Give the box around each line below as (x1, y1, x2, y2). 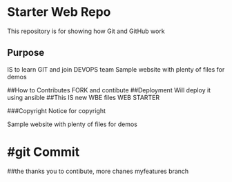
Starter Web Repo (7, 4, 111, 20)
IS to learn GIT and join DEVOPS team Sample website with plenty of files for (7, 65, 225, 73)
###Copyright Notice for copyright (7, 106, 106, 114)
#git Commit (7, 144, 80, 159)
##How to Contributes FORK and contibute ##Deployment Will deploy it (7, 85, 211, 94)
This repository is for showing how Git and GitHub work (7, 27, 165, 35)
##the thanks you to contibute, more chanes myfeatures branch (7, 167, 189, 175)
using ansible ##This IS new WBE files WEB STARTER (7, 93, 160, 101)
